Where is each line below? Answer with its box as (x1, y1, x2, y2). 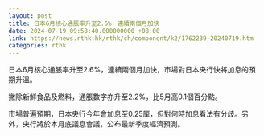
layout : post (8, 11, 52, 20)
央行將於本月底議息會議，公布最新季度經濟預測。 (22, 119, 185, 129)
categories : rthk (8, 42, 67, 50)
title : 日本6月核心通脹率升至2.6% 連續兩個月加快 (8, 19, 159, 27)
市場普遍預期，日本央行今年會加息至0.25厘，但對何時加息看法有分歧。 (8, 109, 242, 119)
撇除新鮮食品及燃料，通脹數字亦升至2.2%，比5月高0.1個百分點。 (8, 92, 223, 101)
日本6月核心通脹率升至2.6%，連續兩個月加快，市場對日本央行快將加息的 (8, 65, 250, 75)
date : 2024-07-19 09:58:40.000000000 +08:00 (8, 27, 160, 35)
